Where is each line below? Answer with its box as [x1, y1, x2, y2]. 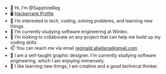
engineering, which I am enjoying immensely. [10, 58, 105, 63]
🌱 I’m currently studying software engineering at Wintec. [10, 28, 129, 34]
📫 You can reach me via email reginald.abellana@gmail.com [10, 45, 137, 51]
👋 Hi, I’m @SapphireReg [10, 5, 60, 11]
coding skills [10, 40, 37, 45]
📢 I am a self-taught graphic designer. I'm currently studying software [10, 52, 156, 58]
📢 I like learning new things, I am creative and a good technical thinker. [10, 63, 158, 69]
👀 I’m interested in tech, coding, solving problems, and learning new [10, 18, 153, 24]
